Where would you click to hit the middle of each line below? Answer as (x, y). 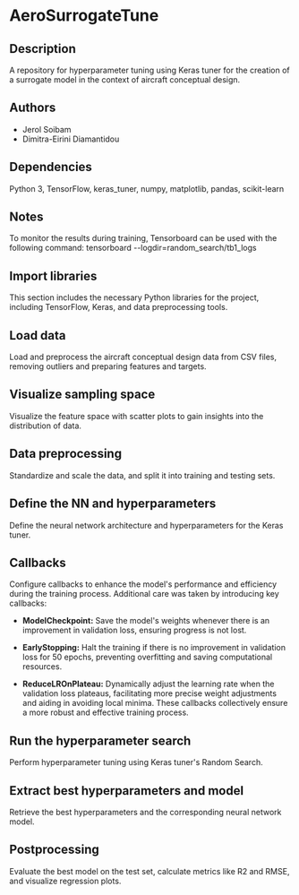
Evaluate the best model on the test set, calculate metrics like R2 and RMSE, (149, 871)
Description (43, 49)
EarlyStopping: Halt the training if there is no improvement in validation (154, 648)
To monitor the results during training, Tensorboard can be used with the (143, 238)
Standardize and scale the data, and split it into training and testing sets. (142, 475)
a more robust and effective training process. (106, 712)
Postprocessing (55, 850)
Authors (33, 108)
